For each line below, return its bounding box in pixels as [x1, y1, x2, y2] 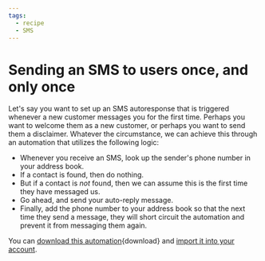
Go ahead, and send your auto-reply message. [19, 196, 174, 205]
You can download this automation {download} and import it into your [8, 236, 235, 246]
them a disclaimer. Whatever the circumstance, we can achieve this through [8, 129, 258, 139]
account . [8, 244, 38, 255]
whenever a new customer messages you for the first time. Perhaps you [8, 112, 246, 122]
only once [8, 77, 76, 95]
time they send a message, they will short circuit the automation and [19, 212, 245, 222]
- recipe [15, 19, 45, 27]
